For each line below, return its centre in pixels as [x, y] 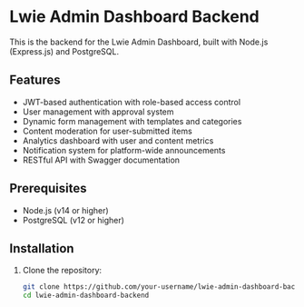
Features [35, 80]
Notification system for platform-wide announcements [124, 150]
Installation [42, 248]
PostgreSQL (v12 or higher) [74, 220]
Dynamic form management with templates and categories [132, 121]
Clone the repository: [62, 271]
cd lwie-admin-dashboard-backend [86, 296]
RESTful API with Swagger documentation [101, 160]
